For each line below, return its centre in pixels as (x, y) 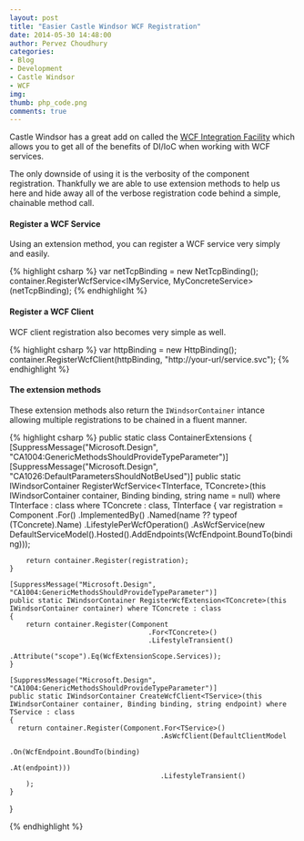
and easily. (30, 254)
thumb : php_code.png (49, 103)
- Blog (22, 60)
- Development (36, 69)
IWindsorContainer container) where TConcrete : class (116, 608)
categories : (32, 52)
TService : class (42, 712)
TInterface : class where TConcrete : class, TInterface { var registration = (147, 505)
